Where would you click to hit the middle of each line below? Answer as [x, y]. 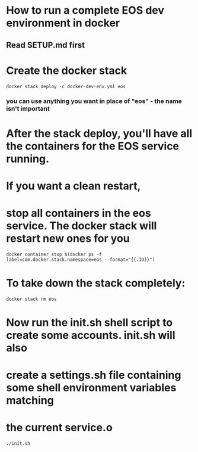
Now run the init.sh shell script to [90, 322]
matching [30, 400]
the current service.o [59, 428]
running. [28, 159]
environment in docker [63, 23]
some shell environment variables [91, 388]
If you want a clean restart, [74, 186]
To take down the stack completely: [96, 283]
